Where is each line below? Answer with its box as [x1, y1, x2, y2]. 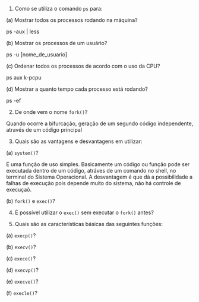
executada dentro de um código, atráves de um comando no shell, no [6, 167, 176, 174]
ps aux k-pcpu [6, 74, 42, 81]
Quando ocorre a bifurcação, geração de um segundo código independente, [6, 120, 194, 127]
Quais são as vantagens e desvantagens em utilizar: [14, 138, 143, 145]
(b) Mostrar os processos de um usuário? [6, 40, 108, 46]
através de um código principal [6, 126, 82, 133]
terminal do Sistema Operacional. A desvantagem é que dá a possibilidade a [6, 173, 193, 180]
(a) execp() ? [6, 232, 36, 239]
